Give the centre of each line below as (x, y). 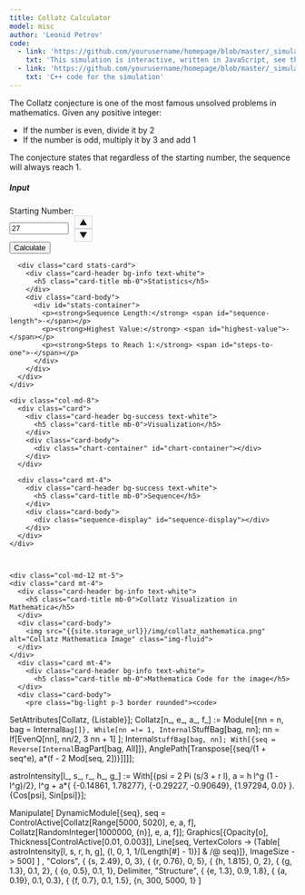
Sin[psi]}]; (68, 795)
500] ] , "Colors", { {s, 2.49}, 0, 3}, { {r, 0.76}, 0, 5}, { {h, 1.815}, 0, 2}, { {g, (154, 860)
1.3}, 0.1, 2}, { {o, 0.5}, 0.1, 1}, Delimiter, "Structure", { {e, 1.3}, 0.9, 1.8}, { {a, (148, 870)
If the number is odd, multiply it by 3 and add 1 (109, 139)
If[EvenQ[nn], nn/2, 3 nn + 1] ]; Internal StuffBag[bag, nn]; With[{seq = (143, 739)
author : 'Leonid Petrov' (56, 35)
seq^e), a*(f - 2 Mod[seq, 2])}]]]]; (72, 758)
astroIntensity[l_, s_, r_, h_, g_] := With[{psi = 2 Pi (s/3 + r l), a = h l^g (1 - (144, 776)
